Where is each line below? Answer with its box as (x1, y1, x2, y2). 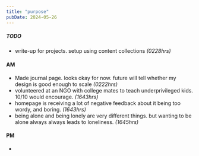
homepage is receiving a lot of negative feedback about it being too (14, 99, 181, 107)
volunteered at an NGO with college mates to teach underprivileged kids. (14, 87, 193, 94)
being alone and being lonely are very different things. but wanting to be (14, 112, 192, 119)
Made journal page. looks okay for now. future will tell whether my (14, 74, 176, 81)
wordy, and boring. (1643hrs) (14, 106, 86, 113)
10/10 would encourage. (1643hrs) (14, 93, 99, 100)
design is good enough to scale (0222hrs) (14, 81, 118, 88)
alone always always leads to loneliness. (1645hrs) (14, 118, 139, 125)
